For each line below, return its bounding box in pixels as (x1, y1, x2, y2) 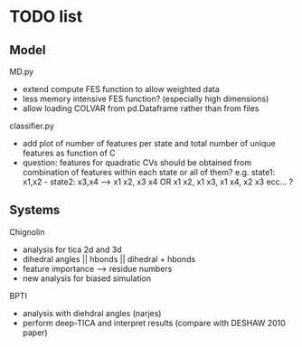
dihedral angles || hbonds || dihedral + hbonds (22, 253, 196, 264)
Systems (9, 202, 61, 218)
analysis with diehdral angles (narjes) (22, 307, 162, 318)
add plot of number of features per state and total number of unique (22, 138, 276, 148)
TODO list (9, 6, 83, 27)
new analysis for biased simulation (22, 273, 152, 284)
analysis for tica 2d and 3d (22, 244, 122, 255)
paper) (22, 327, 48, 338)
